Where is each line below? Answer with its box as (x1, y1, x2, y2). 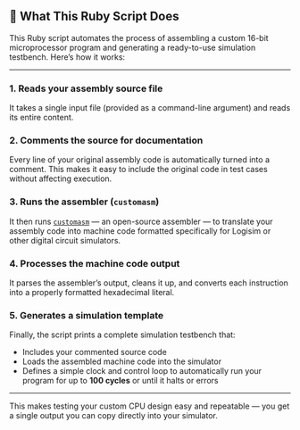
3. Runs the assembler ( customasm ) (9, 195, 160, 208)
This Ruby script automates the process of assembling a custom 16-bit (9, 32, 270, 43)
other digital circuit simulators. (9, 235, 121, 245)
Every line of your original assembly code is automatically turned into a (9, 154, 271, 165)
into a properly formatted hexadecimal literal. (9, 287, 175, 297)
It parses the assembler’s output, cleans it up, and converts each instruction (9, 277, 288, 288)
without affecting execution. (9, 173, 112, 184)
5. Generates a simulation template (9, 309, 163, 321)
